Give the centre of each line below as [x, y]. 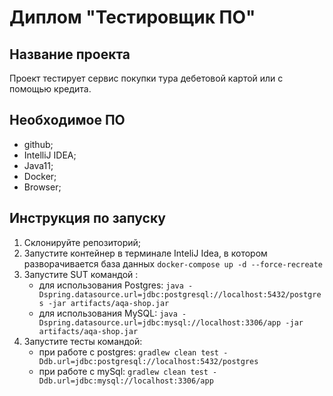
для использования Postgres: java [111, 285]
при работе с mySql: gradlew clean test [123, 371]
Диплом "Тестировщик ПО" [132, 17]
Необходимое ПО [67, 120]
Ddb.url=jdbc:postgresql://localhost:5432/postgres [148, 361]
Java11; [38, 165]
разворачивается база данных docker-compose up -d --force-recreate [173, 263]
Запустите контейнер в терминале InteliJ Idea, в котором [145, 253]
